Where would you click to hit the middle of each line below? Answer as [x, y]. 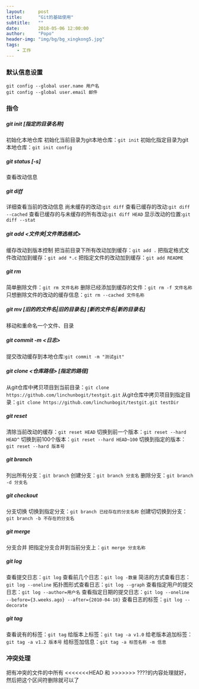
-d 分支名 [17, 482]
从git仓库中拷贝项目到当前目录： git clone [58, 387]
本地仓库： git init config [39, 147]
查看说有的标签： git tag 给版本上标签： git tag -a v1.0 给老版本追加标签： [99, 634]
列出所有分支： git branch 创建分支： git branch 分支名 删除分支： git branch [100, 475]
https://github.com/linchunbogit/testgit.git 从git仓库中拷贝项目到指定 [96, 394]
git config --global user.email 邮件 [52, 93]
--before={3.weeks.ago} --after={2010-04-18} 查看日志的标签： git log [94, 599]
